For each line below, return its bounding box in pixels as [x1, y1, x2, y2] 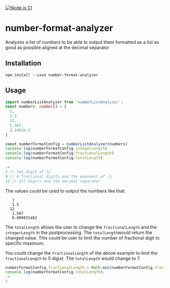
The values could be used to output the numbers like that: [5, 188, 125, 194]
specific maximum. [5, 240, 45, 246]
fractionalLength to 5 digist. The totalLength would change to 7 [5, 255, 140, 261]
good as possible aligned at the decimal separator [5, 44, 110, 50]
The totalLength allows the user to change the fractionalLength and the [5, 224, 157, 230]
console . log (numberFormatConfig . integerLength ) [5, 146, 108, 151]
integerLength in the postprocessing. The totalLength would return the [5, 229, 153, 236]
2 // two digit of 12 [5, 169, 51, 174]
